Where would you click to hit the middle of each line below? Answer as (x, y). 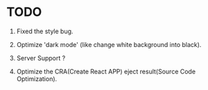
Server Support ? (41, 58)
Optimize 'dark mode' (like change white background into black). (109, 44)
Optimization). (37, 79)
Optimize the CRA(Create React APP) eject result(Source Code (106, 71)
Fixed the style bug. (45, 31)
